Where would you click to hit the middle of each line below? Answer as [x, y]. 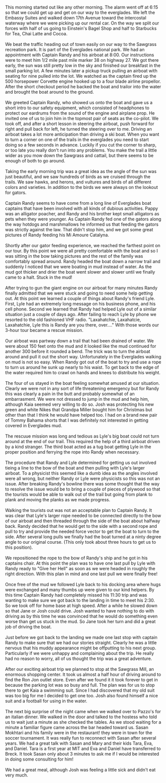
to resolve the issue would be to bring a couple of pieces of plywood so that [83, 489]
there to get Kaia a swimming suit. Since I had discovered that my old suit [80, 690]
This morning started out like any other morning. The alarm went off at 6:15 [82, 7]
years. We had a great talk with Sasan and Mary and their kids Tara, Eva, [79, 743]
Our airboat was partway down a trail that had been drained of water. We [80, 341]
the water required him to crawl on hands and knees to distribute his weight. [83, 373]
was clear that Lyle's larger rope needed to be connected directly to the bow [83, 516]
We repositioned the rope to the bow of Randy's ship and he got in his [76, 558]
